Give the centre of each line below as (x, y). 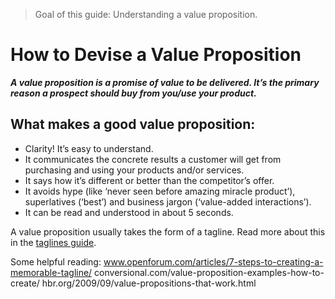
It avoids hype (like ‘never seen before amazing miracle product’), (160, 191)
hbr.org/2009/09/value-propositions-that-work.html (149, 283)
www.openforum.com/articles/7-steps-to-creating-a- (213, 261)
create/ (25, 283)
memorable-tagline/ (51, 272)
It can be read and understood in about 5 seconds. (129, 212)
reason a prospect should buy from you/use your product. (133, 93)
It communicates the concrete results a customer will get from (153, 159)
